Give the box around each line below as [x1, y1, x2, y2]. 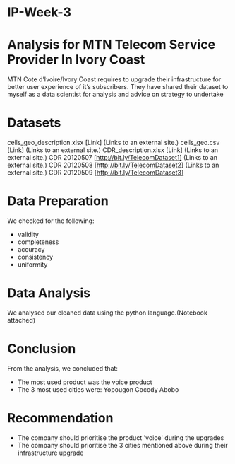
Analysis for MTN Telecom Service [7, 37, 216, 53]
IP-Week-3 [7, 4, 72, 21]
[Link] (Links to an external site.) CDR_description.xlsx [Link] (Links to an [7, 146, 219, 154]
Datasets [7, 115, 61, 131]
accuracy [17, 245, 45, 253]
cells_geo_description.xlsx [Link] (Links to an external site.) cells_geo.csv [7, 139, 220, 147]
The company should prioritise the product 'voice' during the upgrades [17, 433, 224, 442]
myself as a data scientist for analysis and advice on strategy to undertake [7, 90, 224, 99]
